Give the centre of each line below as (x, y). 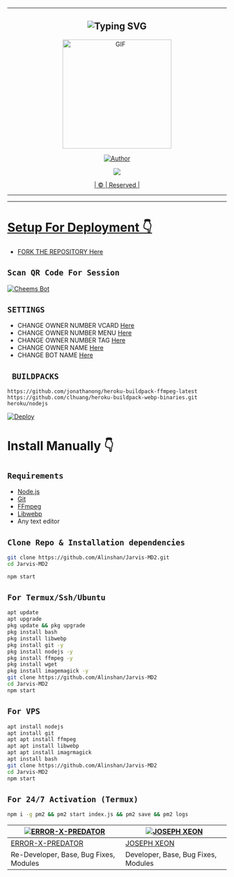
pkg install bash (32, 632)
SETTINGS (26, 309)
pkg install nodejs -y (40, 652)
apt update (23, 613)
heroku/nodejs (28, 404)
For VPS (24, 711)
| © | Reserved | (117, 185)
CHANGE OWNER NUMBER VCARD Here (76, 326)
